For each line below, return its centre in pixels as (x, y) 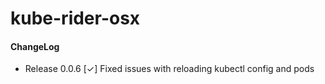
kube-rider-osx (75, 18)
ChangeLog (35, 46)
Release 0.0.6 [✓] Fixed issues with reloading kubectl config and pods (169, 69)
